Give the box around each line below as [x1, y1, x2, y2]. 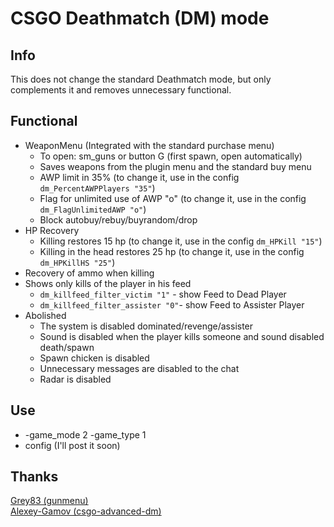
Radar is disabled [39, 373, 112, 385]
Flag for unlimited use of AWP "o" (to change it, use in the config [39, 192, 307, 204]
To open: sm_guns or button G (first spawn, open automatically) [39, 150, 303, 162]
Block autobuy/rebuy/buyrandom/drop [39, 213, 198, 226]
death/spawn [39, 341, 95, 353]
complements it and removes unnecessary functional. [10, 84, 232, 96]
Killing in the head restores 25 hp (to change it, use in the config [39, 245, 305, 257]
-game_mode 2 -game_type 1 [24, 428, 147, 441]
